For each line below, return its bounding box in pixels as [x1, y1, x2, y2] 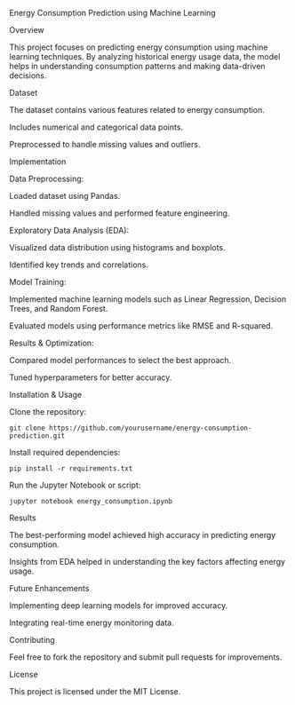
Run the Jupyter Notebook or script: [9, 479, 141, 490]
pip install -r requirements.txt [9, 464, 133, 473]
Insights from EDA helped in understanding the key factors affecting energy [9, 557, 286, 566]
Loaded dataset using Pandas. [9, 191, 121, 201]
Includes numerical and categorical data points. [9, 122, 184, 132]
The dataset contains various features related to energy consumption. [9, 105, 265, 115]
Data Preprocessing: [9, 173, 84, 184]
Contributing [9, 635, 55, 645]
